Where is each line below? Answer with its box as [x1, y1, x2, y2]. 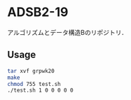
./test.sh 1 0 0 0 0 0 [7, 87, 74, 94]
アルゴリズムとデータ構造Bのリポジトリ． [7, 28, 128, 36]
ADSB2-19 [7, 4, 69, 20]
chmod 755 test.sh [7, 80, 61, 87]
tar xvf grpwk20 [7, 67, 55, 74]
